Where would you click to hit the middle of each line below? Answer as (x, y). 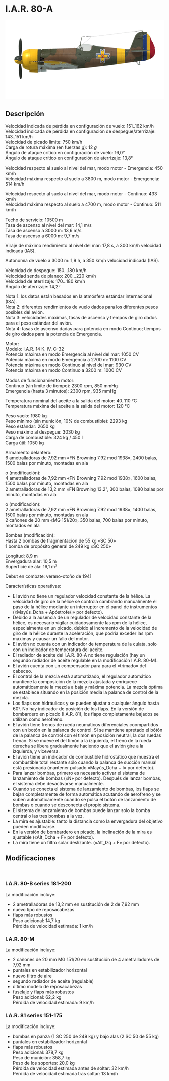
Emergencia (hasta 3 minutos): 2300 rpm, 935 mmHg (61, 391)
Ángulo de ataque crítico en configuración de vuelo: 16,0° (65, 152)
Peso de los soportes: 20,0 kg (43, 1063)
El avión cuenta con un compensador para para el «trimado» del (79, 665)
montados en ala (23, 525)
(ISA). (11, 301)
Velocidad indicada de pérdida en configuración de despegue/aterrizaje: (81, 131)
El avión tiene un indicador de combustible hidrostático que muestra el (86, 756)
